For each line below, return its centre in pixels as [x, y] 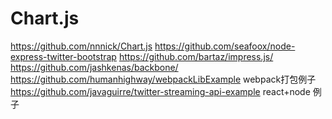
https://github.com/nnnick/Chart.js [81, 46]
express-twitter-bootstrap [63, 56]
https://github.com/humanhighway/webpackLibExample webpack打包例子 [163, 79]
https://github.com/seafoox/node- [225, 46]
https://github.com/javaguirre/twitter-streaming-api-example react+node [160, 91]
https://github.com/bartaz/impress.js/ [196, 56]
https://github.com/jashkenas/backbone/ [94, 67]
